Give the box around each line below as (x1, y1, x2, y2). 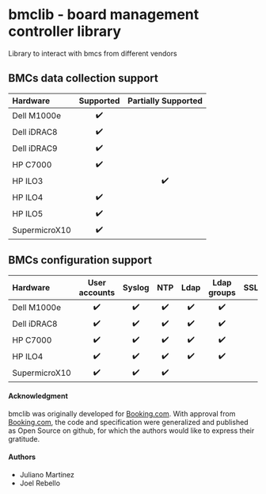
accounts (78, 287, 116, 298)
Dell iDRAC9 (12, 143, 58, 154)
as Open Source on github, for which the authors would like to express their (8, 426, 255, 435)
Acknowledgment (8, 391, 69, 401)
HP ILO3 (12, 176, 44, 187)
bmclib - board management (8, 6, 199, 24)
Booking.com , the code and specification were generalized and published (8, 417, 249, 427)
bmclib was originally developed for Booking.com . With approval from (8, 408, 236, 418)
